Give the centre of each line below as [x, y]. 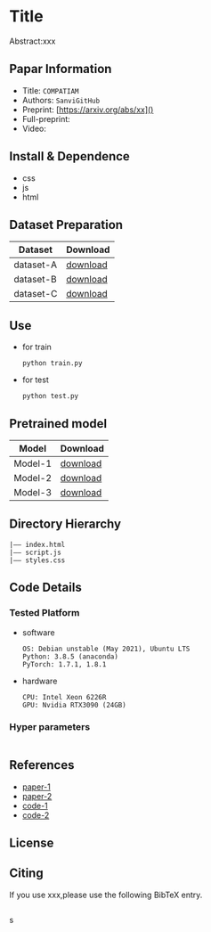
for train [37, 347]
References [42, 765]
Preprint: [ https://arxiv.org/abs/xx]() [88, 110]
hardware [40, 681]
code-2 [36, 815]
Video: [34, 128]
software [38, 632]
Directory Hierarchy [65, 524]
